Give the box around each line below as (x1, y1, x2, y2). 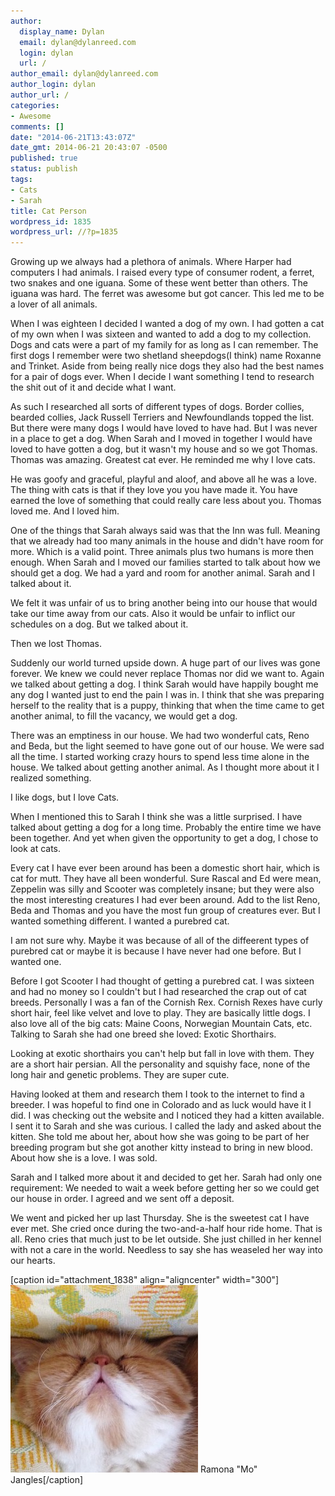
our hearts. (10, 1255, 56, 1267)
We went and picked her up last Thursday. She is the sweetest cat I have (10, 1212, 310, 1224)
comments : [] (10, 121, 65, 132)
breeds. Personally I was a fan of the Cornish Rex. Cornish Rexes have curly (10, 996, 323, 1009)
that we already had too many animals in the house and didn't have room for (10, 535, 324, 547)
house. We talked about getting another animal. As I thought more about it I (10, 761, 320, 774)
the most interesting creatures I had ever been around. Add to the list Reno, (10, 894, 321, 906)
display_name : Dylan (19, 26, 105, 37)
